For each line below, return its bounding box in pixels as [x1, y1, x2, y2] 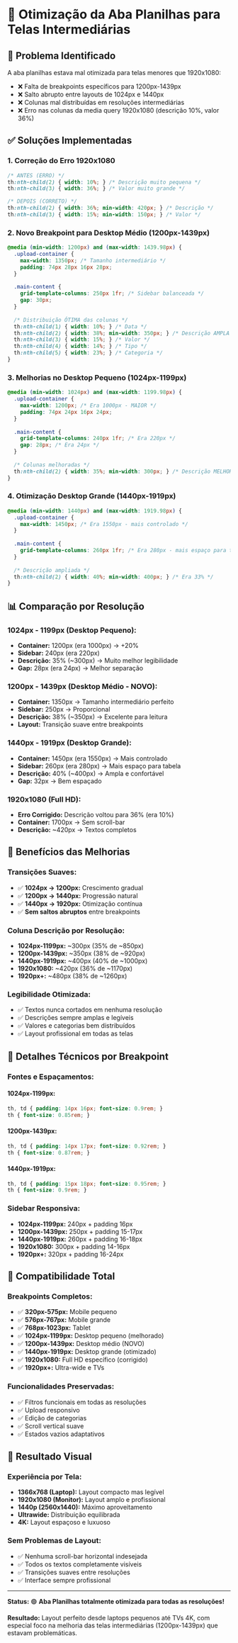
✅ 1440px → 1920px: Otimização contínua [17, 899, 143, 908]
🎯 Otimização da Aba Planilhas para [7, 6, 221, 23]
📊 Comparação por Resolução [7, 600, 145, 612]
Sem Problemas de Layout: [7, 1536, 101, 1546]
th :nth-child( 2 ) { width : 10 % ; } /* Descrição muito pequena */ [7, 179, 201, 186]
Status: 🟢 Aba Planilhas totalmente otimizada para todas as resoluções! [7, 1597, 225, 1605]
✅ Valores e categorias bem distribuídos [17, 1021, 136, 1030]
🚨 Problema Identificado [7, 50, 116, 62]
